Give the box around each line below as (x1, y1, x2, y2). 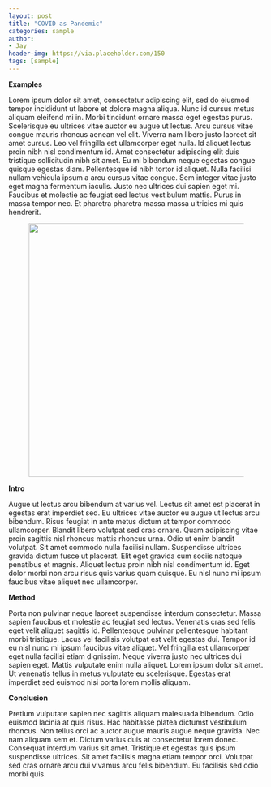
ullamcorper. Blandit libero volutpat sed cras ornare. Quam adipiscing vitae (8, 525, 258, 535)
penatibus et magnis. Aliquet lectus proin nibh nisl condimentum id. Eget (8, 559, 250, 569)
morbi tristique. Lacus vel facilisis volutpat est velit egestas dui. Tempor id (8, 634, 256, 643)
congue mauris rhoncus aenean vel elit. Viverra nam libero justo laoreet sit (8, 129, 257, 139)
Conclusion (8, 693, 49, 703)
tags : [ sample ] (8, 58, 60, 66)
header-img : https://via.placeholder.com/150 (8, 49, 165, 58)
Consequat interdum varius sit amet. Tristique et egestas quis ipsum (8, 743, 236, 753)
